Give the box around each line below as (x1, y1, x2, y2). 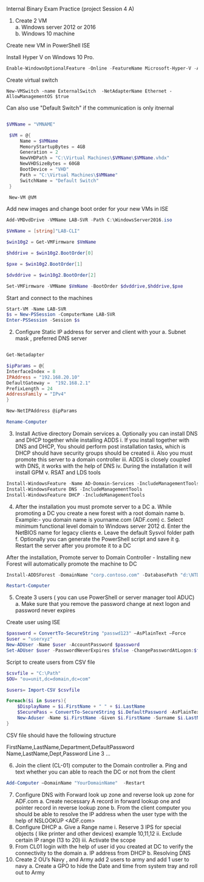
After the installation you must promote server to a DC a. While (15, 503, 172, 510)
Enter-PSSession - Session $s (6, 317, 80, 324)
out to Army (15, 869, 45, 876)
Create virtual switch (6, 76, 58, 84)
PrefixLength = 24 (6, 385, 53, 392)
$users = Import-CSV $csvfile (6, 687, 80, 693)
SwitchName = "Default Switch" (19, 177, 99, 183)
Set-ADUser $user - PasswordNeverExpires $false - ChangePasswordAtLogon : (6, 647, 194, 653)
